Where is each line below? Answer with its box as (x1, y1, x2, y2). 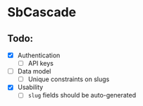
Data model (17, 67, 51, 76)
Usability (17, 83, 44, 92)
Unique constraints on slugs (27, 75, 110, 83)
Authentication (17, 51, 61, 59)
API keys (27, 59, 54, 68)
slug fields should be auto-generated (27, 91, 137, 100)
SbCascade (7, 4, 76, 20)
